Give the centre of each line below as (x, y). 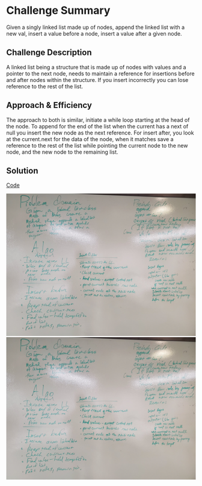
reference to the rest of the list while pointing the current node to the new (97, 145)
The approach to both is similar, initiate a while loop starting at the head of (98, 120)
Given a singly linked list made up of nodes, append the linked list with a (96, 27)
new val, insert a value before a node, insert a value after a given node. (94, 33)
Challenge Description (49, 53)
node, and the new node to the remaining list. (62, 152)
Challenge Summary (58, 11)
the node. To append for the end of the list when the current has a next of (97, 126)
